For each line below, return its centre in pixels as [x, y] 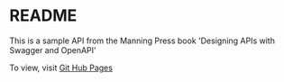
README [43, 16]
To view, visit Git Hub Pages [61, 68]
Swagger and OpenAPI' [53, 50]
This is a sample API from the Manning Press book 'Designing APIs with [142, 41]
